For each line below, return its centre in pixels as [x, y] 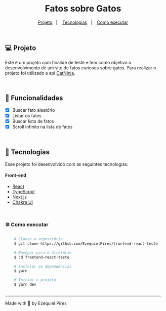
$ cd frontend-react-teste [42, 257]
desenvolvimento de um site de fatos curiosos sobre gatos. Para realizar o [81, 68]
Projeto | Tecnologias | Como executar [83, 22]
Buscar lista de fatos [33, 121]
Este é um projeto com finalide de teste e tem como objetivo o [68, 62]
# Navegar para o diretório [43, 253]
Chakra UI [22, 202]
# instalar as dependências [43, 267]
